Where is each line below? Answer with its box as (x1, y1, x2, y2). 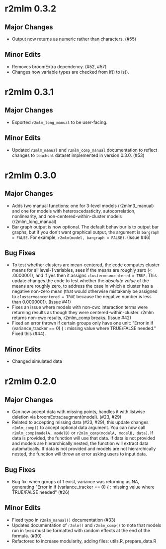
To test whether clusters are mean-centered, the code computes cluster (11, 262, 160, 268)
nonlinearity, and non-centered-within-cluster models (11, 213, 122, 219)
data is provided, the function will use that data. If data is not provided (11, 435, 156, 441)
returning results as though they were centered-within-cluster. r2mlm (11, 310, 154, 316)
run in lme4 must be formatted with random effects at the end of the (11, 527, 150, 533)
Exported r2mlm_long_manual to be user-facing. (11, 119, 108, 125)
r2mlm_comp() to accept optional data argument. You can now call (11, 425, 146, 431)
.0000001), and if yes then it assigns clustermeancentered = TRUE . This (11, 272, 157, 279)
